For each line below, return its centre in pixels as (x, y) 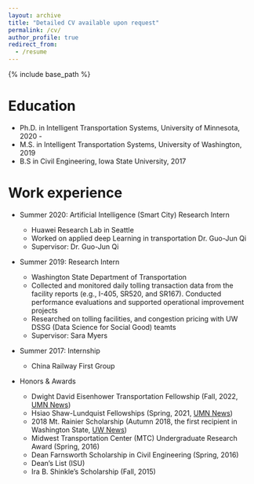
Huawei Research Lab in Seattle (83, 229)
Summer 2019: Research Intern (69, 262)
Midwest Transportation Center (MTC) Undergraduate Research (134, 438)
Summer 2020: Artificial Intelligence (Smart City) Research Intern (124, 214)
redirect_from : (33, 45)
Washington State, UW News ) (79, 430)
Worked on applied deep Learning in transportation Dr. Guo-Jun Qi (139, 238)
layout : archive (34, 15)
